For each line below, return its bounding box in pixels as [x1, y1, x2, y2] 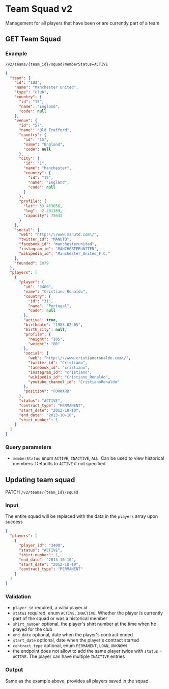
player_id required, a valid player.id [12, 605, 88, 611]
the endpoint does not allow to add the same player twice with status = [12, 648, 163, 654]
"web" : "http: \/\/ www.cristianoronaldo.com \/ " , [27, 355, 131, 361]
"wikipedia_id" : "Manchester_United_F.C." [18, 251, 110, 256]
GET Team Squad [5, 35, 61, 43]
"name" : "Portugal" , [27, 303, 72, 308]
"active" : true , [23, 318, 58, 323]
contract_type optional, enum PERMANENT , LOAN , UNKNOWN [12, 643, 127, 649]
